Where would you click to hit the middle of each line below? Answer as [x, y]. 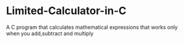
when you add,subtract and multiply [50, 33]
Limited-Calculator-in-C [66, 11]
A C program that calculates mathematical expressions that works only [92, 27]
